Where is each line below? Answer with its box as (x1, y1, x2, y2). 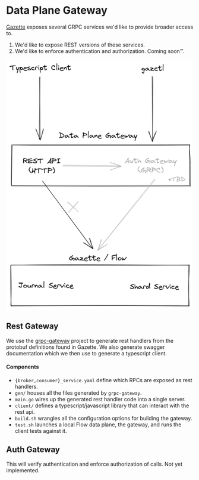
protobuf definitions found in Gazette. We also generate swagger (6, 343, 165, 351)
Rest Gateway (6, 321, 59, 332)
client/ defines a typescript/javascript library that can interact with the (14, 402, 189, 409)
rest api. (14, 408, 35, 415)
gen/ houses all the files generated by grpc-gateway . (14, 389, 142, 397)
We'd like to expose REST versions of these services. (14, 41, 146, 48)
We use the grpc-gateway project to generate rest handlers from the (6, 337, 174, 344)
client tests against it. (14, 427, 67, 434)
